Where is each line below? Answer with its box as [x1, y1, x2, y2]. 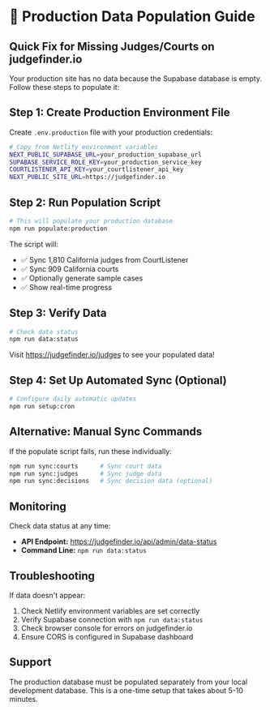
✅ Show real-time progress [20, 282, 113, 292]
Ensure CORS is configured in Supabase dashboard [20, 631, 194, 641]
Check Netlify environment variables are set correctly [20, 605, 200, 615]
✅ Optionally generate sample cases [20, 273, 144, 283]
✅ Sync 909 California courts [20, 263, 119, 274]
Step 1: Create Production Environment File [9, 105, 230, 120]
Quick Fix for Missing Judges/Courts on [9, 40, 215, 53]
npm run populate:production [9, 225, 108, 233]
